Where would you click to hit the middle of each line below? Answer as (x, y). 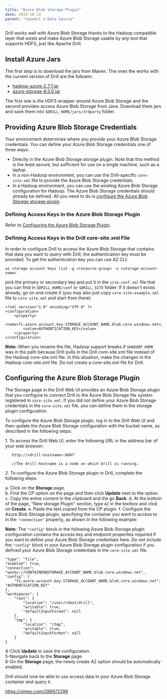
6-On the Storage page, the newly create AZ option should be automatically (83, 662)
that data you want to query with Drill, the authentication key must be (76, 254)
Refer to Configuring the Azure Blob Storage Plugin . (58, 225)
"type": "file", (22, 559)
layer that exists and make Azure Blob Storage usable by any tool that (76, 38)
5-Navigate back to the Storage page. (44, 656)
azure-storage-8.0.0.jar (36, 91)
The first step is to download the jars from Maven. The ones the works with (82, 71)
